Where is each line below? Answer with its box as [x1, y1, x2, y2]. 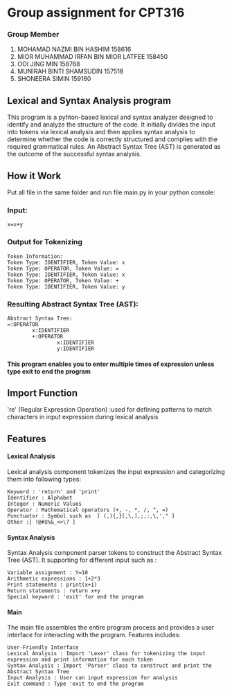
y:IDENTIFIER [56, 345, 95, 352]
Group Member [7, 30, 60, 39]
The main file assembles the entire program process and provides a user [7, 623, 215, 632]
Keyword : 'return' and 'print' [7, 488, 100, 495]
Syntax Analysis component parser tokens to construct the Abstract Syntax [7, 549, 222, 557]
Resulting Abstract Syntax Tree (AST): [7, 299, 139, 309]
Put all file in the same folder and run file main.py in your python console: [7, 188, 216, 197]
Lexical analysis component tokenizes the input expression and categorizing [7, 468, 225, 475]
